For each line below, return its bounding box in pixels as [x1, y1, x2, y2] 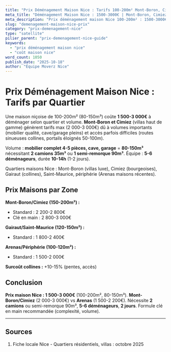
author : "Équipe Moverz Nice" [5, 64, 70, 69]
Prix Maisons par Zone [5, 186, 78, 195]
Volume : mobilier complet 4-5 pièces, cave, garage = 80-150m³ [5, 145, 144, 151]
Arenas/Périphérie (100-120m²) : [5, 244, 76, 250]
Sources [5, 328, 33, 336]
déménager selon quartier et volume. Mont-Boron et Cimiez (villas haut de [5, 119, 162, 125]
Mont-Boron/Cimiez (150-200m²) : [5, 199, 80, 205]
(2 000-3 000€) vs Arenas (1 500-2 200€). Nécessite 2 [36, 297, 153, 303]
